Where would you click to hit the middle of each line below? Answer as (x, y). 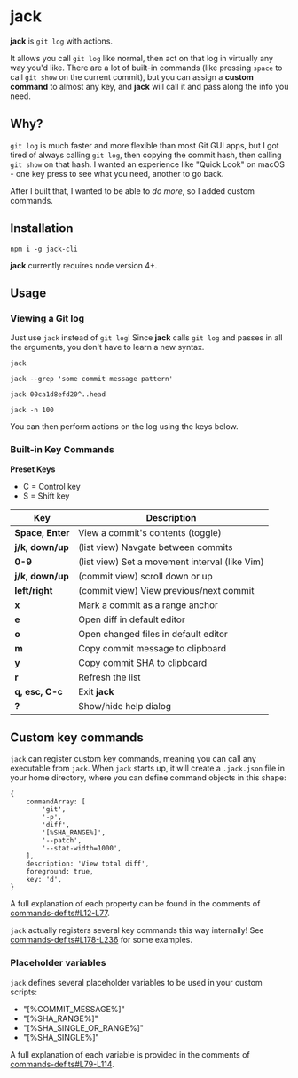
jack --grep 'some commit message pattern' (92, 379)
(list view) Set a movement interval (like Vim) (171, 562)
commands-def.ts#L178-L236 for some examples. (102, 940)
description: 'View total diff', (88, 864)
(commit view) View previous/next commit (166, 590)
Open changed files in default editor (153, 634)
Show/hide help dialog (125, 706)
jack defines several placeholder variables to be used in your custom (136, 982)
